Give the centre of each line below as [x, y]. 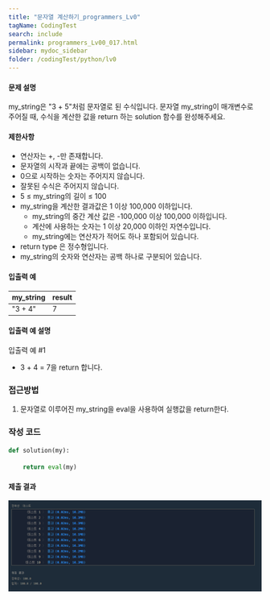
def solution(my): [39, 450]
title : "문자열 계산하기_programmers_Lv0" [74, 17]
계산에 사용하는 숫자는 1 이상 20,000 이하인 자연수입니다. [121, 226]
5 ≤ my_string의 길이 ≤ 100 [63, 197]
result [62, 297]
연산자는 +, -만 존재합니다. [61, 156]
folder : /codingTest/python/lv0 [62, 60]
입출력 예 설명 [29, 331]
